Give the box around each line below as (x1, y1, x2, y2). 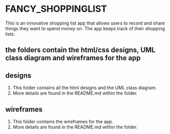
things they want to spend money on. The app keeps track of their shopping (5, 25, 165, 31)
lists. (5, 31, 15, 37)
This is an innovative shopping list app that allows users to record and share (5, 20, 165, 26)
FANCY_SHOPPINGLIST (5, 3, 107, 15)
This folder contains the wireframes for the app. (12, 118, 113, 124)
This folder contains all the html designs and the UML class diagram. (12, 85, 157, 91)
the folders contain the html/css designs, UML (5, 46, 156, 54)
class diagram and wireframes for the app (5, 54, 141, 62)
